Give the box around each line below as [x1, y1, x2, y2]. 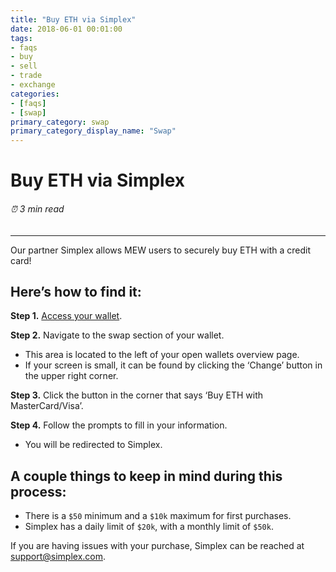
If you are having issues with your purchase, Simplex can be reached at [10, 540, 305, 552]
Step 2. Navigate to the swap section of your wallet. [10, 329, 225, 341]
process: [10, 483, 67, 500]
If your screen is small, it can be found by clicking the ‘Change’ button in [24, 359, 323, 371]
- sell [10, 61, 38, 71]
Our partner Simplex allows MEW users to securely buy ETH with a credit [10, 244, 311, 256]
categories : [10, 89, 60, 99]
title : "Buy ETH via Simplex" [10, 14, 137, 25]
